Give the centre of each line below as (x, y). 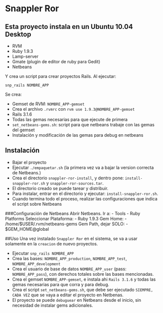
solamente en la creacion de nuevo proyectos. (51, 243)
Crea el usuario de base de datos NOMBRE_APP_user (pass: (69, 269)
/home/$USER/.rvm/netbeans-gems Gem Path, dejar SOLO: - (67, 224)
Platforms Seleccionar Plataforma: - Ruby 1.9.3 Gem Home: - (66, 218)
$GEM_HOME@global (27, 229)
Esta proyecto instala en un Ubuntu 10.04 (69, 27)
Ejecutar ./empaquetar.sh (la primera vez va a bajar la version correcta (83, 168)
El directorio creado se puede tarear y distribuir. (60, 188)
